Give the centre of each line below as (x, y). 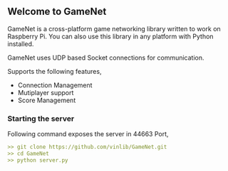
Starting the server (41, 118)
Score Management (47, 100)
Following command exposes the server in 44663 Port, (88, 134)
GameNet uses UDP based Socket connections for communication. (106, 57)
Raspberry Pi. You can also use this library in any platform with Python (110, 36)
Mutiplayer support (46, 92)
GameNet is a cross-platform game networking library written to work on (114, 28)
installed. (21, 44)
